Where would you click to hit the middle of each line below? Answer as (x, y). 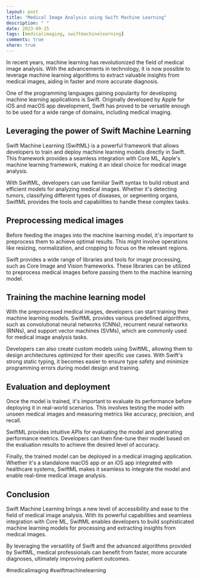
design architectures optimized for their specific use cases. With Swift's (95, 355)
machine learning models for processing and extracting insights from (91, 528)
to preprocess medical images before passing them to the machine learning (99, 272)
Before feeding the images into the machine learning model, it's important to (100, 235)
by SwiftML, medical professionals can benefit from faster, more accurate (96, 552)
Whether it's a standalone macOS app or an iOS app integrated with (90, 463)
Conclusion (28, 495)
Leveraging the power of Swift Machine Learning (99, 131)
